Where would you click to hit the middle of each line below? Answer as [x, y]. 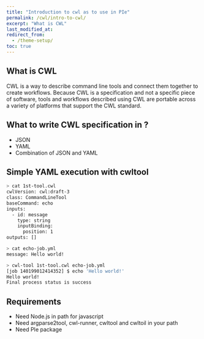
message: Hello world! [35, 254]
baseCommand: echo [30, 203]
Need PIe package [39, 330]
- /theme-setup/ [32, 41]
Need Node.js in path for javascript [59, 316]
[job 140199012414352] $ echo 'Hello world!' [65, 271]
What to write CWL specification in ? [77, 125]
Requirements [34, 302]
